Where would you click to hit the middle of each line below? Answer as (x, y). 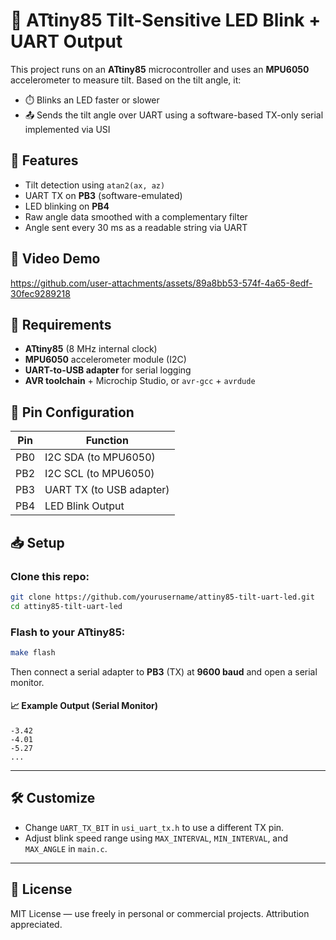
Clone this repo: (50, 576)
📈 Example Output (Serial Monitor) (84, 706)
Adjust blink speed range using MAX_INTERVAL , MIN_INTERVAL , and (156, 838)
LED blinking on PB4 (67, 206)
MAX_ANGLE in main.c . (66, 848)
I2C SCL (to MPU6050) (99, 474)
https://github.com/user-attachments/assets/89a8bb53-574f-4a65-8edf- (161, 283)
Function (107, 441)
